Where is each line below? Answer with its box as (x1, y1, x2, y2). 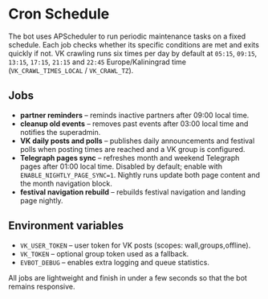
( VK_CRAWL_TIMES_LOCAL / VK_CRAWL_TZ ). (8, 65, 134, 75)
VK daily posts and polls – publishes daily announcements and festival (19, 136, 255, 145)
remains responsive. (8, 281, 75, 291)
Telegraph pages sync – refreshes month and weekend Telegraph (19, 153, 240, 162)
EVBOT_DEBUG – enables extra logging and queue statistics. (19, 257, 210, 267)
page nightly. (19, 195, 63, 205)
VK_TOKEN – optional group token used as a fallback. (19, 248, 189, 258)
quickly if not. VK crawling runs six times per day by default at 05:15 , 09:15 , (8, 48, 258, 58)
